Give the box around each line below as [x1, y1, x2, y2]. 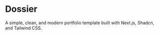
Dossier [5, 3, 38, 15]
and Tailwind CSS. [5, 25, 42, 31]
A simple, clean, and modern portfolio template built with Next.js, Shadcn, [5, 20, 155, 26]
